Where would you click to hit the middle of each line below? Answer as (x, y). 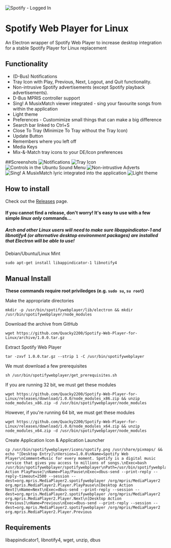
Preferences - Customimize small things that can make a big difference (87, 119)
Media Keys (25, 147)
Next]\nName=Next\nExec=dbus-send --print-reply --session (69, 489)
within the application (35, 109)
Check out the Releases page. (37, 201)
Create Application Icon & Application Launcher (55, 440)
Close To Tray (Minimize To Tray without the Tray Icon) (70, 131)
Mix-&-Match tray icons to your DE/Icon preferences (68, 152)
